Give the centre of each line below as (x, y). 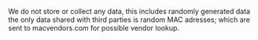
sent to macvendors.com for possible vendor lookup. (94, 28)
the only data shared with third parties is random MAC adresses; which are (129, 20)
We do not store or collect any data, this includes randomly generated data (129, 11)
